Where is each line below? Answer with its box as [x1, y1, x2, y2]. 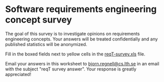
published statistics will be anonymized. [5, 41, 87, 47]
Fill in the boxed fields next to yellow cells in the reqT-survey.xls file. [5, 51, 145, 57]
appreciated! [5, 71, 31, 77]
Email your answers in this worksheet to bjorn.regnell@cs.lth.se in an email [5, 60, 159, 66]
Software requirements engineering [5, 3, 157, 15]
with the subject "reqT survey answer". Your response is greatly [5, 66, 136, 72]
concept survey [5, 14, 72, 25]
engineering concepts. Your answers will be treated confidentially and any [5, 36, 158, 42]
